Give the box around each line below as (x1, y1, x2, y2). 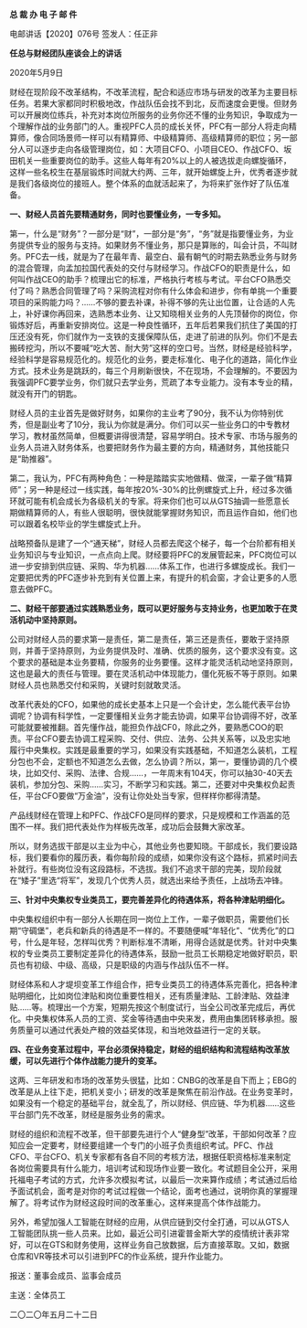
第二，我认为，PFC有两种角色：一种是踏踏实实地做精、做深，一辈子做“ (9, 473, 277, 483)
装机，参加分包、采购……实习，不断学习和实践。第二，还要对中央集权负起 (9, 779, 288, 790)
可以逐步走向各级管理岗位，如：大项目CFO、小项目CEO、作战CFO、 (25, 143, 284, 154)
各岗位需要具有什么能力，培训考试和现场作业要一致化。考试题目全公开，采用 (9, 1163, 298, 1174)
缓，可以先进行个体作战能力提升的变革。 (9, 1056, 162, 1066)
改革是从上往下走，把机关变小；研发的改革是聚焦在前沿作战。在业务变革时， (9, 1087, 298, 1097)
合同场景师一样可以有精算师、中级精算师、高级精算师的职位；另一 (40, 133, 290, 143)
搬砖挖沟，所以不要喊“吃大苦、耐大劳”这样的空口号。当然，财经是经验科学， (9, 343, 297, 353)
